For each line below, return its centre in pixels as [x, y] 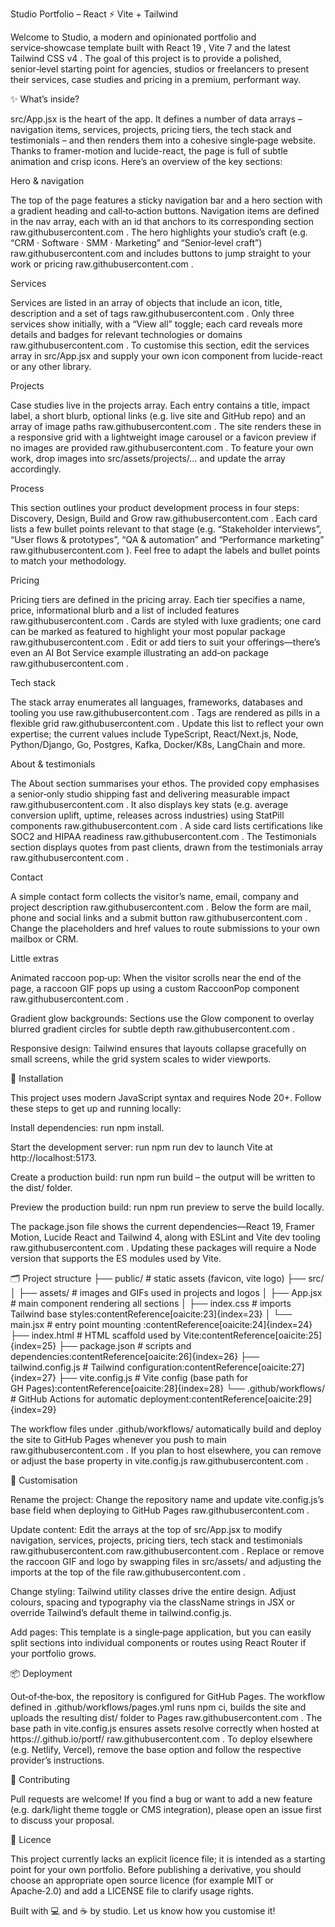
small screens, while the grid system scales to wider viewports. [141, 1059]
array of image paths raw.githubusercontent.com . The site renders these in [166, 426]
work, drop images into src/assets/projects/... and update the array [148, 458]
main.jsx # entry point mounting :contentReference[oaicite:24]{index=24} [161, 1324]
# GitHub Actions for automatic [74, 1399]
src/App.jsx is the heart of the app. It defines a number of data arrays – [156, 119]
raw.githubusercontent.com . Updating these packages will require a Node [163, 1247]
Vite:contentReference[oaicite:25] [253, 1335]
